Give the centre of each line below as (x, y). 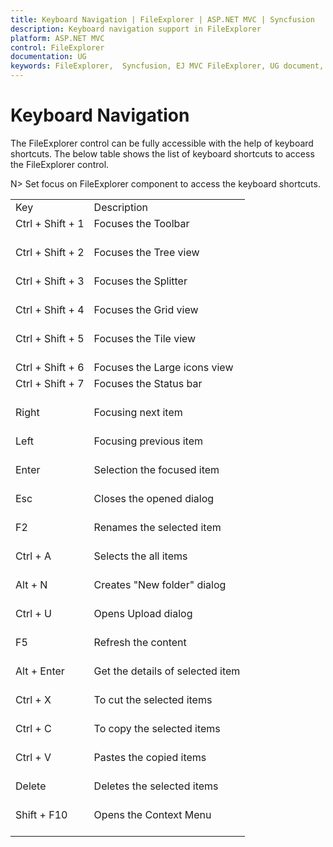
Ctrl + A (33, 556)
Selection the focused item (156, 469)
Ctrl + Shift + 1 (50, 223)
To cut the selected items (153, 699)
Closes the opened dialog (154, 498)
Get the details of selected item (167, 671)
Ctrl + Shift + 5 (50, 338)
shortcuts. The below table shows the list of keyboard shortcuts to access (162, 153)
